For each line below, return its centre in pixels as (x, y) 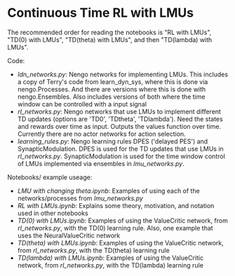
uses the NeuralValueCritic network (69, 235)
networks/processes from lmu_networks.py (80, 198)
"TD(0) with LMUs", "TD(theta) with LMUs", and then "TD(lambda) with (110, 39)
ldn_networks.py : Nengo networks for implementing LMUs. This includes (123, 74)
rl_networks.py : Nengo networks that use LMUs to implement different (119, 111)
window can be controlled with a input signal (82, 104)
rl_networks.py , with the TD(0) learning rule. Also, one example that (115, 228)
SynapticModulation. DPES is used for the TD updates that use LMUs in (121, 149)
